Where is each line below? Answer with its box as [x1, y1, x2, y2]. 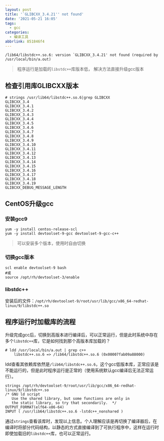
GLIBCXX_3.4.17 [5, 172, 36, 177]
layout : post [5, 7, 32, 12]
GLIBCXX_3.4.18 [5, 176, 36, 181]
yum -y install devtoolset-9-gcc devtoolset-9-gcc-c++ [5, 231, 119, 236]
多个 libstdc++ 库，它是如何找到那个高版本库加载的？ [5, 338, 111, 343]
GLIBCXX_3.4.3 [5, 112, 34, 117]
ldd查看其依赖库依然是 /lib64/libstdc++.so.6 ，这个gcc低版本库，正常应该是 [5, 361, 159, 367]
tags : [5, 21, 16, 26]
